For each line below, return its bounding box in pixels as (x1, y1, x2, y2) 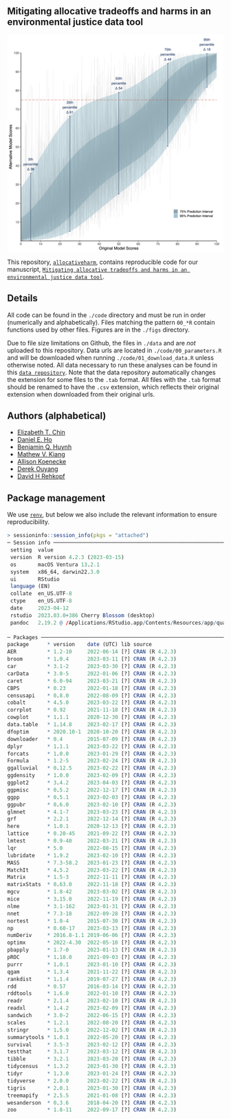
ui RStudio (10, 576, 60, 583)
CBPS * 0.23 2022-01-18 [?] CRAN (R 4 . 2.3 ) (7, 685, 177, 692)
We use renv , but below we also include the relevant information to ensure (7, 510, 217, 519)
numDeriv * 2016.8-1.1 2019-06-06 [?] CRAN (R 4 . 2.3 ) (7, 932, 177, 939)
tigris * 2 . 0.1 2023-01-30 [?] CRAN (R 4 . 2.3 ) (7, 1085, 177, 1091)
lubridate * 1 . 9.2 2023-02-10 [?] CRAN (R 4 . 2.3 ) (7, 851, 177, 859)
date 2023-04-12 (10, 605, 69, 612)
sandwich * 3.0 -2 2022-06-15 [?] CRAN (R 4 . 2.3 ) (7, 1012, 177, 1019)
